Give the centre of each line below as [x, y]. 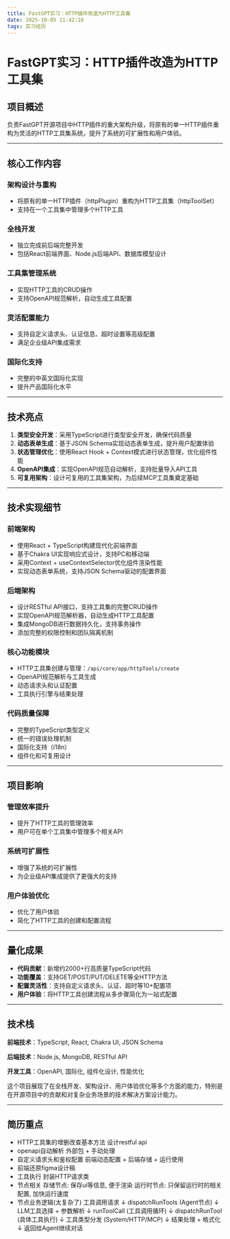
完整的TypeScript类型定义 [53, 730]
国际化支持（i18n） [43, 747]
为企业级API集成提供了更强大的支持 [67, 876]
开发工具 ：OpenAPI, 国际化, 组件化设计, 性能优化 [76, 1071]
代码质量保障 [28, 713]
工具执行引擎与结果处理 [50, 694]
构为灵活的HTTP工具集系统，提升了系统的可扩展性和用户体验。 [96, 133]
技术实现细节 [34, 508]
